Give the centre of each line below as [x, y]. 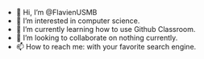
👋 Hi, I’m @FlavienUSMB [56, 12]
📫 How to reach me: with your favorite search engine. [106, 47]
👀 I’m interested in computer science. [78, 21]
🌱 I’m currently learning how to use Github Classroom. [106, 29]
